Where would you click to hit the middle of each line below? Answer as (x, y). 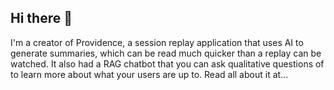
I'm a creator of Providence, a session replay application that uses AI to (157, 42)
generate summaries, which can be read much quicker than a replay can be (166, 53)
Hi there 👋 (41, 18)
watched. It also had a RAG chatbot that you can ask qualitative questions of (167, 63)
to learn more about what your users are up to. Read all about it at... (149, 74)
